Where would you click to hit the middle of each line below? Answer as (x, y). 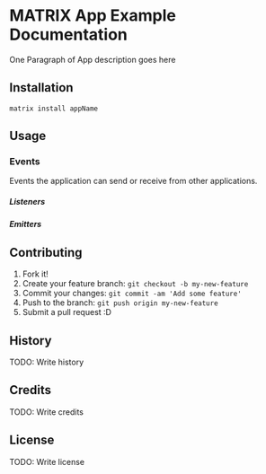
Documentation (69, 35)
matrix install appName (54, 109)
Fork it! (35, 274)
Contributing (46, 252)
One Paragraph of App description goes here (93, 59)
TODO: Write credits (46, 412)
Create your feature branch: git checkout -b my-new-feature (135, 284)
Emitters (26, 224)
